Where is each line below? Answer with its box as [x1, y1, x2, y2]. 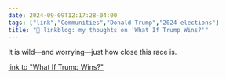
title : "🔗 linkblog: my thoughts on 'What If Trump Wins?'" [8, 26, 210, 34]
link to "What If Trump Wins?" [8, 63, 104, 72]
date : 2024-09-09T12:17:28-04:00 [8, 11, 118, 20]
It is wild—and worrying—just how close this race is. [8, 48, 177, 57]
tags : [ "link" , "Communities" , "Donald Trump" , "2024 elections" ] [8, 19, 220, 27]
